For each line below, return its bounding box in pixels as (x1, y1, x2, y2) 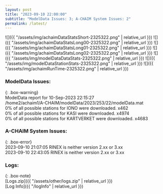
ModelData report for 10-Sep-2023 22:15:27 (5, 95, 95, 100)
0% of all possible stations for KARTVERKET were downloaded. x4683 (5, 115, 148, 121)
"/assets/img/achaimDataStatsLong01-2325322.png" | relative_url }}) (11, 45, 152, 51)
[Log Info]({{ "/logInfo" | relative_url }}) (5, 183, 84, 190)
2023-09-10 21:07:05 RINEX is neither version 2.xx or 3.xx (5, 144, 123, 150)
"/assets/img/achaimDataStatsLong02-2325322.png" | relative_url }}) (11, 50, 153, 56)
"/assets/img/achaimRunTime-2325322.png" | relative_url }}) (5, 66, 129, 72)
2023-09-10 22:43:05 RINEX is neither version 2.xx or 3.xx (5, 149, 125, 155)
